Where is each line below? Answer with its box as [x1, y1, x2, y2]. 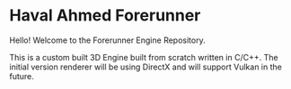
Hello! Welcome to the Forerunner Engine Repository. [9, 35, 206, 45]
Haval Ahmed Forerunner [9, 5, 201, 26]
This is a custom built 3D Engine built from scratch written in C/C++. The [9, 52, 278, 62]
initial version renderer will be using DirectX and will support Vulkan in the [9, 61, 283, 72]
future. [9, 70, 34, 81]
